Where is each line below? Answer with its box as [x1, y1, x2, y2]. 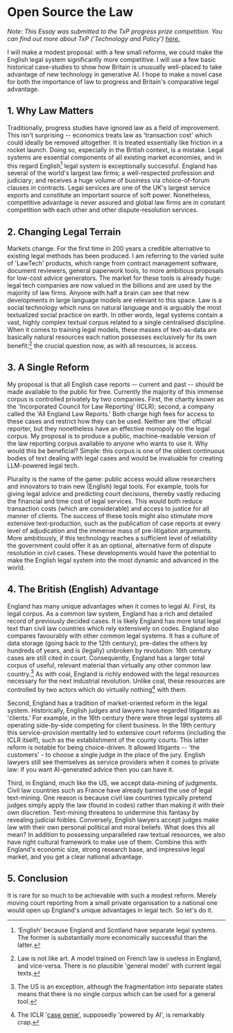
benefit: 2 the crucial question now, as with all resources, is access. [7, 340, 198, 349]
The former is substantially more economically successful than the [17, 933, 208, 941]
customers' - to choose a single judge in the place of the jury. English [7, 750, 206, 759]
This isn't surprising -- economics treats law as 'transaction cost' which [7, 131, 213, 139]
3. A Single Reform [7, 362, 89, 374]
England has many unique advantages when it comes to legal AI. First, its [7, 602, 216, 610]
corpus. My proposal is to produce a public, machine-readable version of [7, 431, 216, 440]
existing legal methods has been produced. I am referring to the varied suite [7, 251, 224, 261]
